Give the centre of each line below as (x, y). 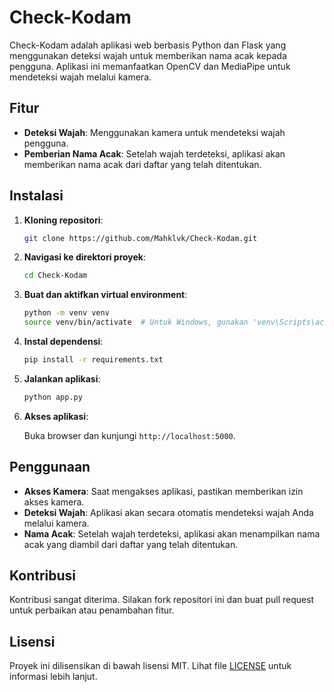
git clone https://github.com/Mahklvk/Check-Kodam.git (140, 238)
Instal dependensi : (63, 342)
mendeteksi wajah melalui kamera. (80, 77)
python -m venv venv (66, 313)
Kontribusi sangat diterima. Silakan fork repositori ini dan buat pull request (162, 600)
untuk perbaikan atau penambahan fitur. (92, 610)
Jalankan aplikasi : (62, 378)
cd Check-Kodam (55, 276)
